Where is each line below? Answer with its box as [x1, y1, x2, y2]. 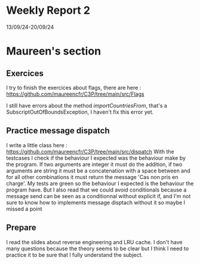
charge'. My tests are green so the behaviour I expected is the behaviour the [6, 180, 194, 187]
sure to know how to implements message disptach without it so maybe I [6, 199, 186, 206]
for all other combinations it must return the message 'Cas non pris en [6, 173, 179, 180]
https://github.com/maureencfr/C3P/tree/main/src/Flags [6, 90, 144, 98]
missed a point [6, 205, 43, 213]
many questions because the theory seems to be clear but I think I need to [6, 245, 189, 252]
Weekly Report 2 [6, 4, 91, 17]
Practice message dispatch [6, 126, 110, 136]
